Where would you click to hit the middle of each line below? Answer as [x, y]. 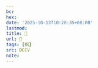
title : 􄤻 [17, 34]
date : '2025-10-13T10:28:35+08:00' [50, 22]
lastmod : [17, 28]
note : [13, 56]
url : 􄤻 [14, 39]
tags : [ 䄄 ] [19, 45]
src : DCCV [18, 50]
